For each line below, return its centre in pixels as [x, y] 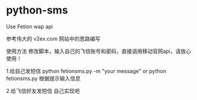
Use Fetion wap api [30, 26]
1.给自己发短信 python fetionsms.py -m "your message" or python [86, 71]
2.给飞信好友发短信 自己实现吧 [43, 91]
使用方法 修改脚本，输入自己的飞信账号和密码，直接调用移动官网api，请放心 [98, 51]
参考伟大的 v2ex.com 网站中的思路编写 [53, 38]
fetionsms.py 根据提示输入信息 [43, 78]
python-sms [37, 10]
